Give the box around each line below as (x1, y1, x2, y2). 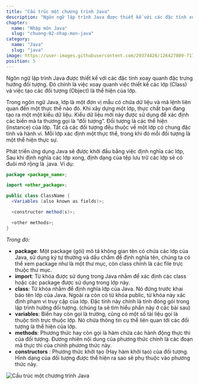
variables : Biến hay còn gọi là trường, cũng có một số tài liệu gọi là (14, 310, 178, 317)
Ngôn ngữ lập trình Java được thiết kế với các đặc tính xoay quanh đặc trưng (6, 75, 193, 82)
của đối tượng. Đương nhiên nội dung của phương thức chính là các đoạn (14, 335, 193, 342)
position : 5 (6, 58, 36, 64)
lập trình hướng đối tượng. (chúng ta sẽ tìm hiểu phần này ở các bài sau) (14, 304, 191, 311)
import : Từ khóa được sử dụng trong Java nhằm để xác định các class (14, 273, 187, 280)
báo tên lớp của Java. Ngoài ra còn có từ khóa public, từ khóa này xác (14, 291, 186, 299)
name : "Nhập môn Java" (11, 25, 68, 31)
